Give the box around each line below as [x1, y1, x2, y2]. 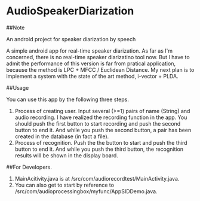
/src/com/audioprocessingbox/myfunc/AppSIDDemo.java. [14, 187, 158, 195]
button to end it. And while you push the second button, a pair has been [14, 126, 192, 133]
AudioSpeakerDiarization [6, 4, 134, 18]
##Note [6, 24, 25, 31]
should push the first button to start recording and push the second [14, 120, 181, 127]
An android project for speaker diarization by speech [6, 35, 136, 42]
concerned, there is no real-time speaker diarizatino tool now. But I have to [6, 53, 190, 60]
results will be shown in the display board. [14, 151, 118, 159]
